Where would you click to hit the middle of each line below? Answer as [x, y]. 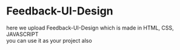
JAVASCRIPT [22, 34]
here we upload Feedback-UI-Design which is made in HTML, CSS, [90, 28]
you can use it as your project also [49, 40]
